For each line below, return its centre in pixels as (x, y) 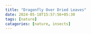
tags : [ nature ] (21, 19)
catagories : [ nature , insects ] (38, 24)
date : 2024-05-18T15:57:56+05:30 (40, 14)
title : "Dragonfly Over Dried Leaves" (46, 10)
